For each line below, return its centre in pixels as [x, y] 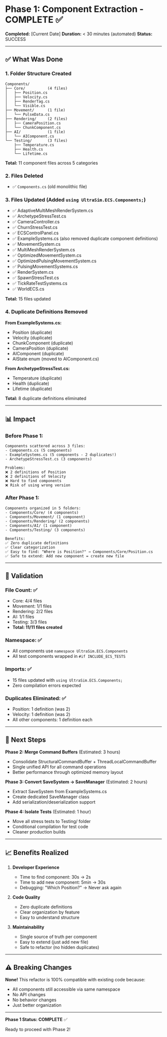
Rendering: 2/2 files [33, 612]
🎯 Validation [24, 576]
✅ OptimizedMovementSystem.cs [47, 255]
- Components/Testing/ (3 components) [45, 530]
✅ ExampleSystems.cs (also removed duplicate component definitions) [85, 239]
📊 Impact [20, 419]
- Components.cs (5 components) [39, 451]
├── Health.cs [29, 149]
